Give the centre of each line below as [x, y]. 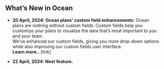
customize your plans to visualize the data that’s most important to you [84, 31]
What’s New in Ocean [39, 8]
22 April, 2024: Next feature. [43, 61]
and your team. [28, 36]
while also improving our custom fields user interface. [67, 46]
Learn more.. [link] [31, 52]
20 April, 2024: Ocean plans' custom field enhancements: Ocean [81, 20]
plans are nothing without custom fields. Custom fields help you [77, 25]
